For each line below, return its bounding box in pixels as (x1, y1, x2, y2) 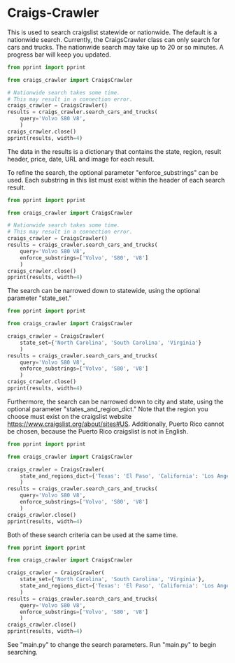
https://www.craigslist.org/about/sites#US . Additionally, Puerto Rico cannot (7, 420, 225, 428)
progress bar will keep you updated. (7, 50, 111, 59)
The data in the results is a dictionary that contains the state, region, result (7, 147, 222, 155)
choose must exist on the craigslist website (7, 412, 131, 420)
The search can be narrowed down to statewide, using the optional (7, 287, 201, 295)
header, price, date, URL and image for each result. (7, 155, 155, 163)
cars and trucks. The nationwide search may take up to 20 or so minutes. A (7, 43, 224, 51)
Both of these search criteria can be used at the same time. (7, 530, 178, 539)
